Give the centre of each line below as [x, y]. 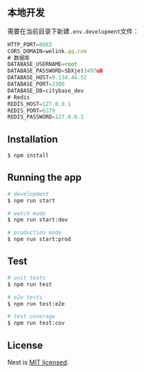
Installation [33, 139]
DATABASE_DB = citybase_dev [45, 91]
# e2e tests [25, 297]
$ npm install [28, 156]
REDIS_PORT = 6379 [31, 111]
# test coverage [31, 317]
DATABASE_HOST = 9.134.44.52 [47, 78]
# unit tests [27, 278]
